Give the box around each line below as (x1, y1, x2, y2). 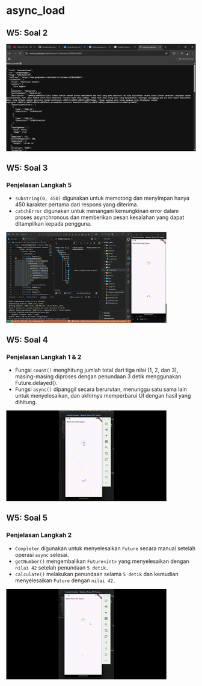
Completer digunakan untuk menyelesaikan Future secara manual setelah (14, 544, 196, 552)
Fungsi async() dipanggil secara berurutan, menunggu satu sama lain (14, 386, 188, 393)
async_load (6, 4, 65, 17)
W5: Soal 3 (6, 162, 48, 173)
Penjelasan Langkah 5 (6, 180, 72, 189)
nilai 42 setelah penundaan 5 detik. (14, 564, 109, 571)
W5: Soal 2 (6, 28, 48, 38)
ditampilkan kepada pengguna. (14, 220, 92, 227)
